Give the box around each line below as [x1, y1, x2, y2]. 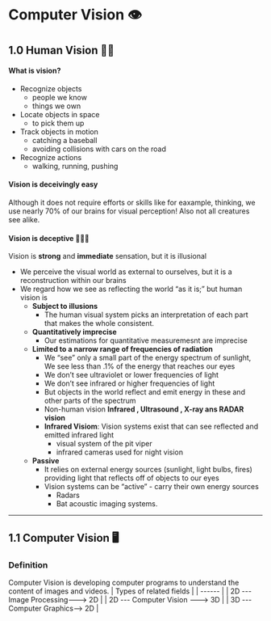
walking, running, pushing [31, 161, 119, 171]
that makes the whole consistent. [44, 319, 155, 328]
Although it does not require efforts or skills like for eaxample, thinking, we [8, 197, 256, 207]
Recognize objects [19, 83, 82, 93]
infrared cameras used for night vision [56, 447, 184, 457]
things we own [31, 101, 81, 111]
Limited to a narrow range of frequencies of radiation [31, 344, 214, 354]
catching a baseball [31, 135, 98, 145]
